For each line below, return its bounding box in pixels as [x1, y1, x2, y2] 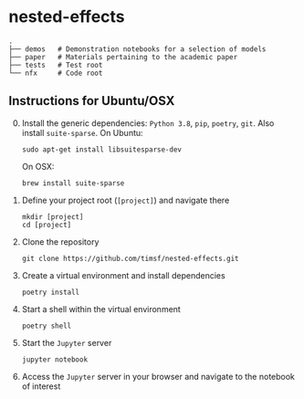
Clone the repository [21, 236, 100, 247]
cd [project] [21, 220, 72, 229]
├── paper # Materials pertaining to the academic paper [8, 52, 238, 61]
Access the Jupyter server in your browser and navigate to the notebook [21, 371, 296, 382]
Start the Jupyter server [21, 337, 112, 348]
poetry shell [21, 321, 72, 331]
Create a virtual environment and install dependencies [21, 269, 225, 280]
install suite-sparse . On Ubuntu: [21, 127, 143, 138]
